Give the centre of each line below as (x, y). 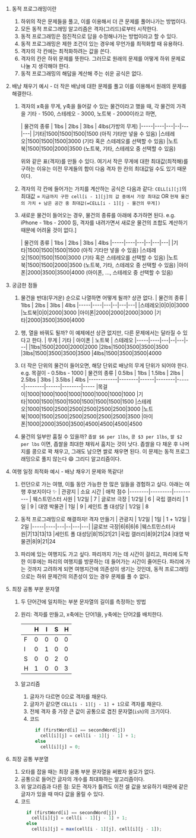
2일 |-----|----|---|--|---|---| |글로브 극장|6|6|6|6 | (81, 526)
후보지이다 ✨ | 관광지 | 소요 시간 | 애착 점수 (77, 492)
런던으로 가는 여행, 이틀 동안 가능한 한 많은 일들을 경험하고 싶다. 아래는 (102, 484)
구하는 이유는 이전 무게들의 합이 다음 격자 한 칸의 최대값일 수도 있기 (98, 169)
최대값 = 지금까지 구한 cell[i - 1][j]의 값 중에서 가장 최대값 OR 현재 (99, 196)
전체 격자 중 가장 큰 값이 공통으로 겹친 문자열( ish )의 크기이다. (100, 711)
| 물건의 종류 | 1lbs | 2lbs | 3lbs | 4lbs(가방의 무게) (79, 126)
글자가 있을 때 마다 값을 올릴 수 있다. (63, 794)
